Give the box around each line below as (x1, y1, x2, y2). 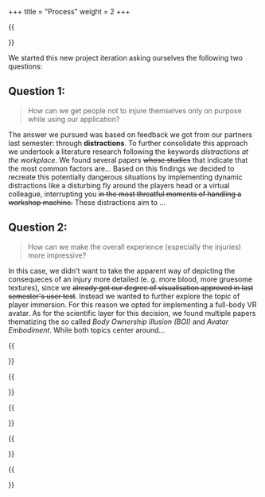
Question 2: (8, 221, 68, 235)
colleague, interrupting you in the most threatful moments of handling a (8, 189, 242, 199)
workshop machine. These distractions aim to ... (8, 197, 166, 207)
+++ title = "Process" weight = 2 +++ (8, 7, 131, 16)
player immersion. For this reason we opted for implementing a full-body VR (8, 299, 257, 310)
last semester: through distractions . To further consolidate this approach (8, 138, 248, 148)
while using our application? (27, 114, 120, 124)
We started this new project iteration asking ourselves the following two (8, 53, 243, 62)
